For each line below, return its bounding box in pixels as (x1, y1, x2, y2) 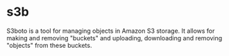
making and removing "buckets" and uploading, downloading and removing (6, 33, 223, 42)
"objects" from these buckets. (6, 41, 92, 49)
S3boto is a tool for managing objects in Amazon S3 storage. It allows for (6, 27, 215, 35)
